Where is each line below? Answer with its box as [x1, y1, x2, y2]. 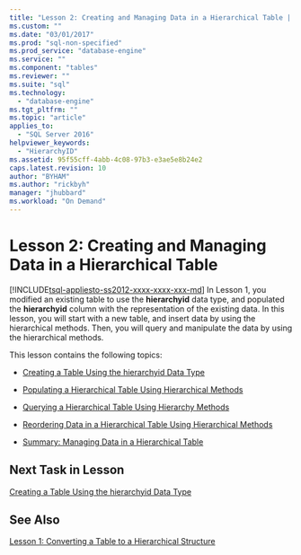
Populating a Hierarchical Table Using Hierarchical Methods [22, 383, 243, 395]
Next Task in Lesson [9, 462, 125, 478]
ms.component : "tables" [9, 64, 99, 73]
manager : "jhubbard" [9, 189, 87, 198]
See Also [9, 513, 60, 528]
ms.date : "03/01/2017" [9, 30, 94, 39]
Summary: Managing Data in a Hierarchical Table [22, 436, 204, 447]
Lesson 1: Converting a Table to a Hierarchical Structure [9, 536, 216, 547]
